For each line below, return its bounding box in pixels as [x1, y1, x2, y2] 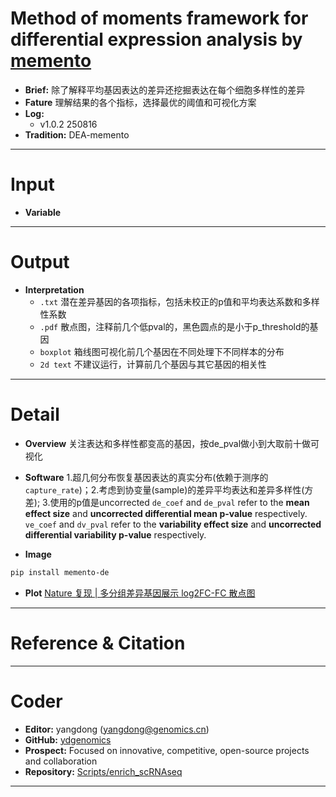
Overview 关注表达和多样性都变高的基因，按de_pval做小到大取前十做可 [24, 437, 320, 449]
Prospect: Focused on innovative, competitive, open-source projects [24, 744, 310, 756]
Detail [10, 403, 60, 426]
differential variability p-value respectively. [24, 528, 207, 541]
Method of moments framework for [10, 7, 309, 30]
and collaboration [24, 755, 98, 767]
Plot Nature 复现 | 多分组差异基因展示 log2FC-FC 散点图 [24, 587, 256, 599]
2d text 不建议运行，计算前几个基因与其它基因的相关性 [39, 358, 267, 370]
